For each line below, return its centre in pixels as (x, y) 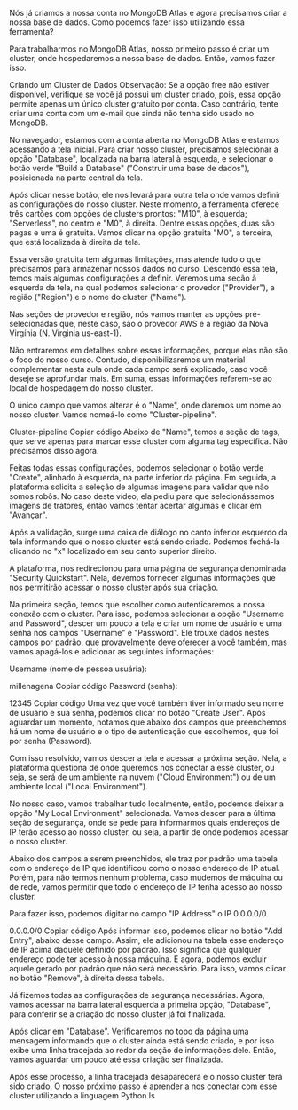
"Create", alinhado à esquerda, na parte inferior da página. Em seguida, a (143, 477)
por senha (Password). (51, 741)
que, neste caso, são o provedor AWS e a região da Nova (164, 324)
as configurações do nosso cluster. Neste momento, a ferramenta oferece (145, 204)
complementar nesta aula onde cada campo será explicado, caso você (138, 369)
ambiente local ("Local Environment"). (78, 786)
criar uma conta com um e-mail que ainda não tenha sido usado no (132, 113)
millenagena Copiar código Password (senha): (94, 686)
